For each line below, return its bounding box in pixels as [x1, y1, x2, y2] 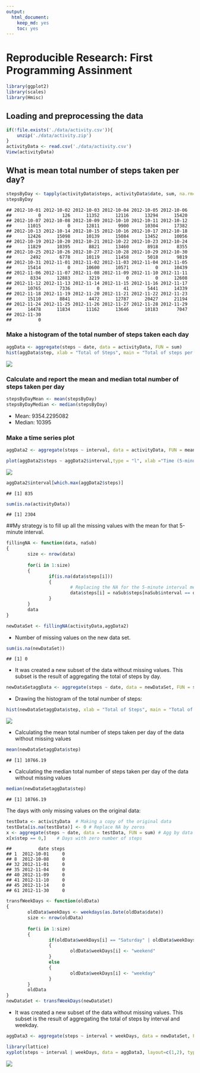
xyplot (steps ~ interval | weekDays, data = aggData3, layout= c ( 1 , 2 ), [6, 1049, 185, 1055]
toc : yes [17, 25, 39, 32]
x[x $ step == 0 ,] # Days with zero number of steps [6, 835, 143, 841]
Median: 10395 [14, 418, 52, 425]
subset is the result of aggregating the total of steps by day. [14, 673, 162, 680]
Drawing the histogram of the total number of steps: [14, 695, 142, 702]
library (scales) [6, 89, 46, 95]
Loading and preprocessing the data [6, 111, 143, 121]
